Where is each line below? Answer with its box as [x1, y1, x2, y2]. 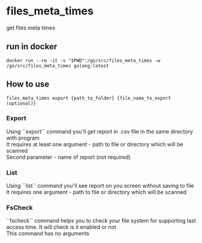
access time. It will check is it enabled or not [6, 224, 116, 231]
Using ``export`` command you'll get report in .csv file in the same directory [6, 128, 194, 135]
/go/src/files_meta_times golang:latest [6, 63, 110, 69]
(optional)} [6, 100, 36, 106]
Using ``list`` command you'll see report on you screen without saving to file [6, 182, 194, 189]
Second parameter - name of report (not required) [6, 153, 131, 161]
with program [6, 134, 40, 141]
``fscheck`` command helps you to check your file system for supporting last [6, 217, 196, 224]
